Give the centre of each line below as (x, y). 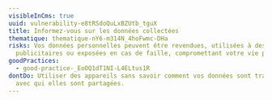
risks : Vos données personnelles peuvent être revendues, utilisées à (130, 46)
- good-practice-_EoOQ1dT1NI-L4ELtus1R (83, 69)
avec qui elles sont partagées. (70, 83)
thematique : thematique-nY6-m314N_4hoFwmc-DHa (88, 38)
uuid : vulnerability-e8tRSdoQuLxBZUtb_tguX (83, 23)
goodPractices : (34, 61)
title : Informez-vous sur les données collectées (94, 31)
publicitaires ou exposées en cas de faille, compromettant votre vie (137, 53)
